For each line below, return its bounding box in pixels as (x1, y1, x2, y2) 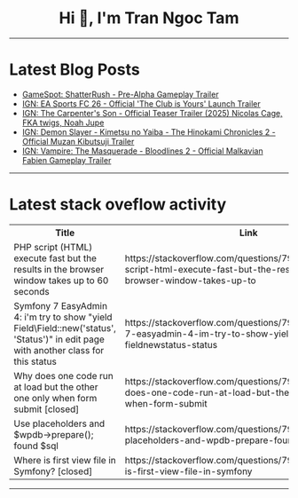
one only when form (13, 391, 98, 404)
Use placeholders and (13, 417, 106, 430)
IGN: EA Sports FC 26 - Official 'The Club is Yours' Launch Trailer (21, 98, 261, 109)
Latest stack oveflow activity (9, 194, 227, 215)
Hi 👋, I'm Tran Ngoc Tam (59, 8, 239, 28)
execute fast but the (13, 252, 98, 265)
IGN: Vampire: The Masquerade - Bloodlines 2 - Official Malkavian (21, 146, 263, 156)
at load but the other (13, 381, 98, 393)
